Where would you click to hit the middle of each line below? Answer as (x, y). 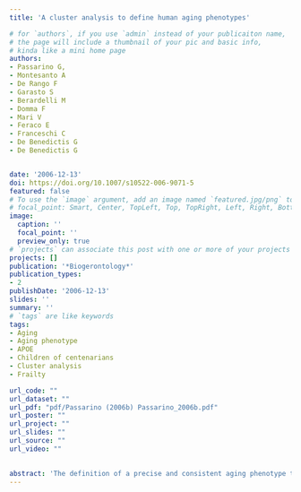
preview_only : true (54, 241)
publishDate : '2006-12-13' (60, 291)
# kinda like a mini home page (68, 50)
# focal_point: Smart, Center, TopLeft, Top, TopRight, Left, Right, (142, 208)
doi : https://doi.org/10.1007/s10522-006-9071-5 (102, 183)
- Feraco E (30, 125)
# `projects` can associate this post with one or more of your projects (150, 249)
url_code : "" (34, 391)
